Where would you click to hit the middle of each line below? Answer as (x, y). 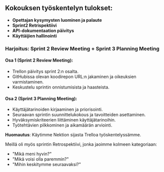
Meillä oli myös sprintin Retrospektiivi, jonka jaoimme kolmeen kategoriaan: (81, 144)
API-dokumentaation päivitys (43, 30)
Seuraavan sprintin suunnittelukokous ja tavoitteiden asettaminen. (79, 115)
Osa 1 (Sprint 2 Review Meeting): (39, 60)
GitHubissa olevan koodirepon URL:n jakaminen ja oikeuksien (74, 77)
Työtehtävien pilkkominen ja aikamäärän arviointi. (62, 125)
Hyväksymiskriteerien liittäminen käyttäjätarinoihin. (64, 120)
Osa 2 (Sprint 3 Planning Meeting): (41, 98)
